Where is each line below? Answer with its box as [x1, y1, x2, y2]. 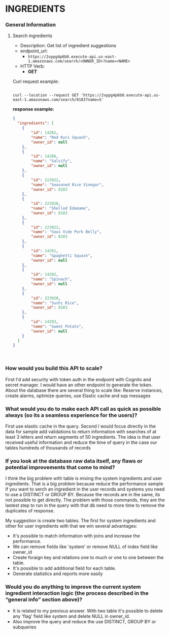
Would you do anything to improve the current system [5, 583, 141, 590]
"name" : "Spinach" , [31, 277, 72, 282]
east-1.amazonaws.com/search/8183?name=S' [12, 97, 104, 102]
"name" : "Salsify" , [31, 159, 72, 164]
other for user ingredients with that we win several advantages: [5, 523, 138, 529]
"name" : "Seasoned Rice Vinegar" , [31, 182, 104, 187]
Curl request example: [12, 78, 59, 84]
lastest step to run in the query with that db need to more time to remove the [5, 502, 165, 508]
